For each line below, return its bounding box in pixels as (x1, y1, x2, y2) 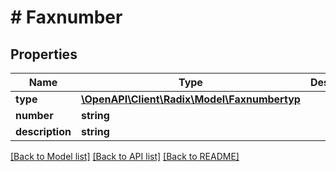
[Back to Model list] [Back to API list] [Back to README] (10, 151, 240, 162)
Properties (10, 46, 78, 63)
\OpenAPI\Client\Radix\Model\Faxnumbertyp (80, 92, 301, 106)
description (15, 125, 72, 138)
